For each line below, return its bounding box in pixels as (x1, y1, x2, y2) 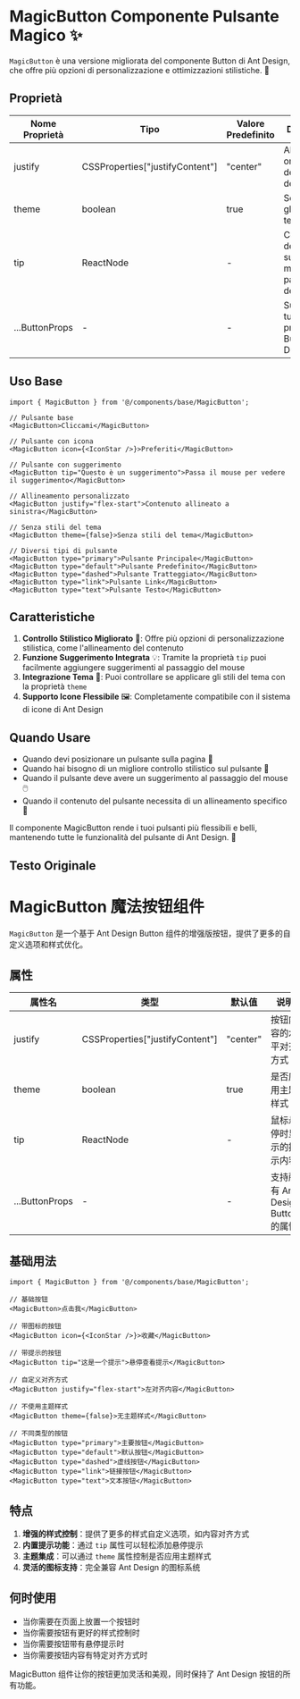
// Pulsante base (9, 413, 74, 422)
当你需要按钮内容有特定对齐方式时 (21, 1649, 148, 1660)
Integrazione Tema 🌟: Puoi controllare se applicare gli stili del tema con (21, 672, 286, 683)
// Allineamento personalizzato (9, 492, 129, 500)
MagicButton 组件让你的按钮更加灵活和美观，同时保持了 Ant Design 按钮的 (9, 1669, 283, 1679)
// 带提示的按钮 (9, 1349, 62, 1358)
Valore (236, 117, 265, 130)
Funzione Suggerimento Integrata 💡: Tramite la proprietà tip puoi (21, 652, 267, 663)
